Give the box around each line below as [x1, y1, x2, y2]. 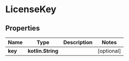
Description [63, 39, 93, 46]
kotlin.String [27, 47, 59, 54]
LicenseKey [5, 4, 57, 15]
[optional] [97, 47, 121, 54]
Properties [5, 24, 40, 33]
